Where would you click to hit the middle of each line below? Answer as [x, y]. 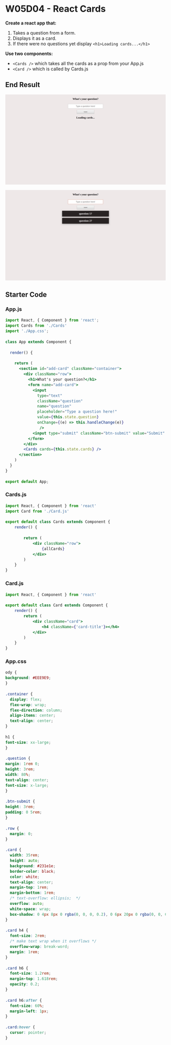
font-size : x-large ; [27, 785]
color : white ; [25, 877]
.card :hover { [20, 1027]
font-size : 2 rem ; [28, 936]
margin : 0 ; [21, 834]
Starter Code [26, 295]
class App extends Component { [38, 342]
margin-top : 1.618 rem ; [34, 979]
